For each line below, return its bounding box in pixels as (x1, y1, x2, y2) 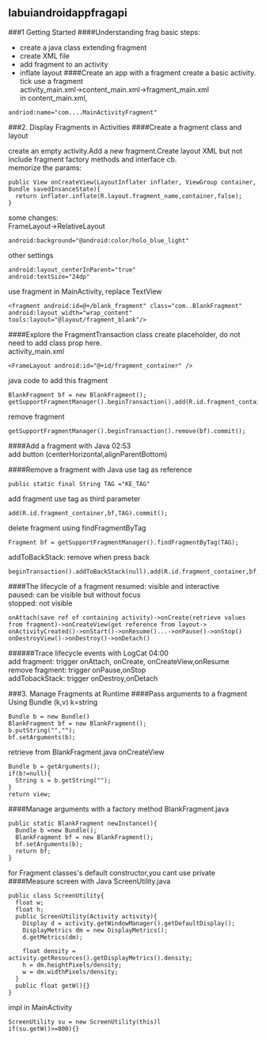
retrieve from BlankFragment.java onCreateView (8, 747, 165, 757)
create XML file (19, 51, 70, 60)
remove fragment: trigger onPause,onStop (8, 665, 146, 674)
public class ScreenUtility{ (8, 891, 104, 899)
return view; (8, 790, 51, 798)
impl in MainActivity (8, 1002, 73, 1012)
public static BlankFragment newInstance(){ (8, 819, 158, 827)
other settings (8, 250, 54, 260)
